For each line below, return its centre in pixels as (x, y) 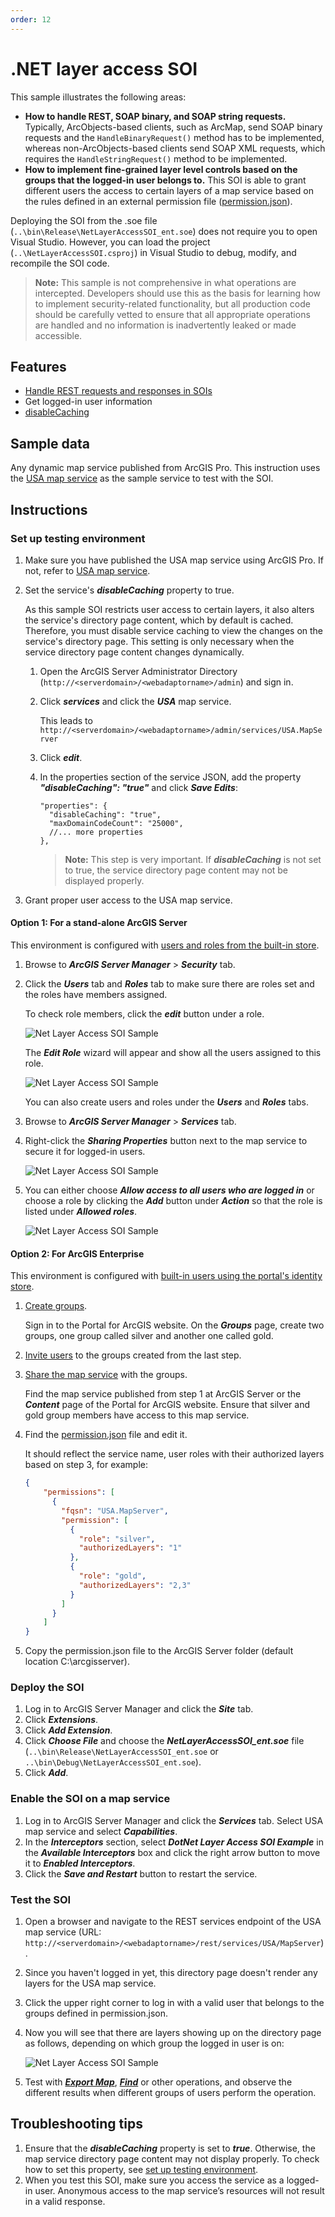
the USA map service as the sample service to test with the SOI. (142, 478)
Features (38, 366)
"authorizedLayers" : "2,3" (135, 1585)
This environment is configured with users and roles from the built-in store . (165, 945)
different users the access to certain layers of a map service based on (169, 190)
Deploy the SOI (47, 1688)
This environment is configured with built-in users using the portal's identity (166, 1276)
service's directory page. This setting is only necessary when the (159, 641)
